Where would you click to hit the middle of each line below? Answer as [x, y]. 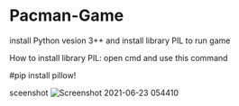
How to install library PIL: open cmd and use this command [119, 57]
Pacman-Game [67, 16]
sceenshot [29, 93]
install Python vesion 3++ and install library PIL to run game [120, 40]
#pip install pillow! [43, 75]
